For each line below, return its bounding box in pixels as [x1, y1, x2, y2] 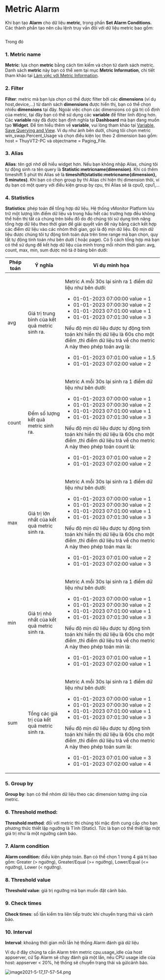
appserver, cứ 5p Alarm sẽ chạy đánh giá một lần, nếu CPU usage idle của [5, 954, 156, 960]
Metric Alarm [5, 3, 60, 15]
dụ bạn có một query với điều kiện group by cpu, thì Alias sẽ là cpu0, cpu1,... [5, 182, 160, 188]
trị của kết [27, 716, 51, 723]
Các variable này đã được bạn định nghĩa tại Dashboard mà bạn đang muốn [5, 117, 160, 123]
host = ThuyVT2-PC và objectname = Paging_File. [5, 137, 107, 143]
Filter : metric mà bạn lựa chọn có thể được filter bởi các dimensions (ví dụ [5, 96, 156, 102]
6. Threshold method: [5, 809, 58, 816]
